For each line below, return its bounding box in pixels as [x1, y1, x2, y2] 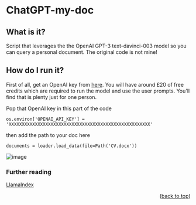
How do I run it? [6, 66, 64, 76]
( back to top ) [159, 193, 191, 200]
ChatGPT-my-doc [6, 4, 94, 17]
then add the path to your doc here [6, 131, 91, 138]
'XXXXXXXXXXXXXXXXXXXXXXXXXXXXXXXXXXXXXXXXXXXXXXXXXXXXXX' [6, 121, 153, 127]
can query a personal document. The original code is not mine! [6, 49, 158, 56]
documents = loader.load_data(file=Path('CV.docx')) [6, 143, 137, 149]
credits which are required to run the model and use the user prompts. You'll [6, 87, 190, 94]
